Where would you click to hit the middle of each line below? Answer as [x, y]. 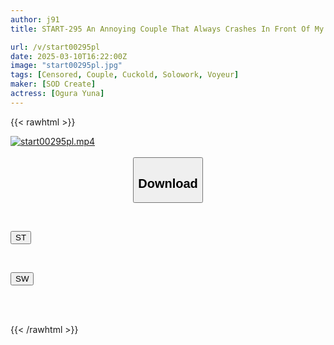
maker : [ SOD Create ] [53, 84]
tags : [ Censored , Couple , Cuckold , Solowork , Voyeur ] [125, 75]
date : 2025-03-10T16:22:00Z [69, 56]
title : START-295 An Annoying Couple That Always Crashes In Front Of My [167, 29]
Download [168, 183]
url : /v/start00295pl [55, 47]
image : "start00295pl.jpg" [66, 66]
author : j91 [35, 19]
